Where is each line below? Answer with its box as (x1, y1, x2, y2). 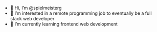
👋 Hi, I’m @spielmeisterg (10, 5, 62, 11)
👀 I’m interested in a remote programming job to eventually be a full (10, 10, 152, 16)
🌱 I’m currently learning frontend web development (10, 21, 118, 27)
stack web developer (10, 16, 55, 21)
